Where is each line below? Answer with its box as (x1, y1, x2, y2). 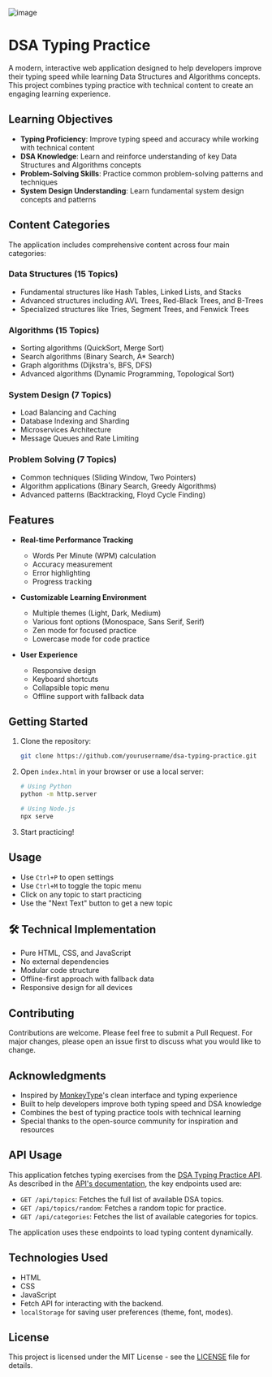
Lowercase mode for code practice (32, 634, 150, 644)
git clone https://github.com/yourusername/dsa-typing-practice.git (19, 752, 257, 760)
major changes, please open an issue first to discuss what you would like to (8, 1036, 261, 1046)
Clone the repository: (19, 736, 92, 746)
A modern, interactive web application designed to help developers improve (8, 63, 262, 72)
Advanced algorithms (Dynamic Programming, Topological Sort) (19, 369, 235, 379)
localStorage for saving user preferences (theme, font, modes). (19, 1307, 234, 1317)
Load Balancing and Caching (19, 407, 117, 418)
